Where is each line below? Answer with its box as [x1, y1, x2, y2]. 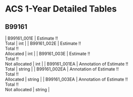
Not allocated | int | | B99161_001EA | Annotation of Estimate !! [5, 61, 129, 67]
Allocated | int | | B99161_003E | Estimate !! [5, 51, 90, 56]
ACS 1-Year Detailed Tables [5, 3, 117, 14]
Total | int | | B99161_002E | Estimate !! [5, 41, 82, 46]
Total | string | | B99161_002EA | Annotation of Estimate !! [5, 66, 119, 72]
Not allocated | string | [5, 87, 50, 92]
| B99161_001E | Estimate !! [5, 35, 58, 41]
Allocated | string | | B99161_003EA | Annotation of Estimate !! [5, 76, 128, 82]
